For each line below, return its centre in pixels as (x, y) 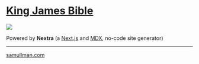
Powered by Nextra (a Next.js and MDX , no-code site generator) (85, 38)
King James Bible (50, 11)
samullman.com (25, 55)
